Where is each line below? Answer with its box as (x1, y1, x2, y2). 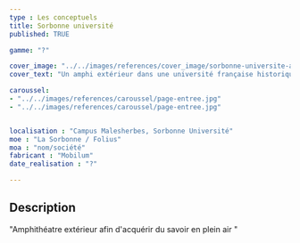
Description (9, 200, 76, 215)
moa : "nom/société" (9, 143, 87, 152)
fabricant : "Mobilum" (9, 151, 94, 160)
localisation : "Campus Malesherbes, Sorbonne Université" (9, 126, 234, 135)
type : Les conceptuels (9, 12, 98, 22)
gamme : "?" (9, 45, 50, 54)
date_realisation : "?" (9, 159, 98, 169)
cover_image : (9, 61, 58, 71)
